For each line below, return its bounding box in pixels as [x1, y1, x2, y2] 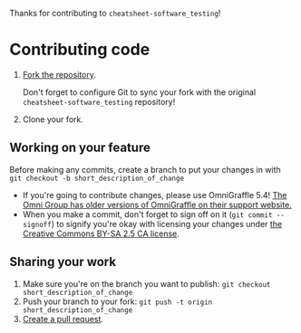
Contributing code [9, 40, 150, 60]
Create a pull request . [22, 313, 104, 324]
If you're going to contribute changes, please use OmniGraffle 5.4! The [22, 189, 287, 200]
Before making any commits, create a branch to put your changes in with [9, 164, 281, 175]
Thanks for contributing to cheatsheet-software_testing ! [9, 8, 221, 18]
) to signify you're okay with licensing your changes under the [51, 218, 283, 229]
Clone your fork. [22, 113, 84, 125]
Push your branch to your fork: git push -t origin [22, 296, 213, 307]
